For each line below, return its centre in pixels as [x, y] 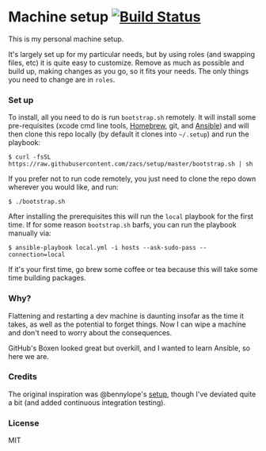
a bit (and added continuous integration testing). [87, 402]
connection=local [37, 255]
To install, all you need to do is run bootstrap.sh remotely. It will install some [132, 117]
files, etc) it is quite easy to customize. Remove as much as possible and [126, 63]
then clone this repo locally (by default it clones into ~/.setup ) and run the [129, 134]
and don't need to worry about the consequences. [90, 332]
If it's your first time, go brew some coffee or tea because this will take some [133, 269]
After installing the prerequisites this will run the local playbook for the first [131, 216]
